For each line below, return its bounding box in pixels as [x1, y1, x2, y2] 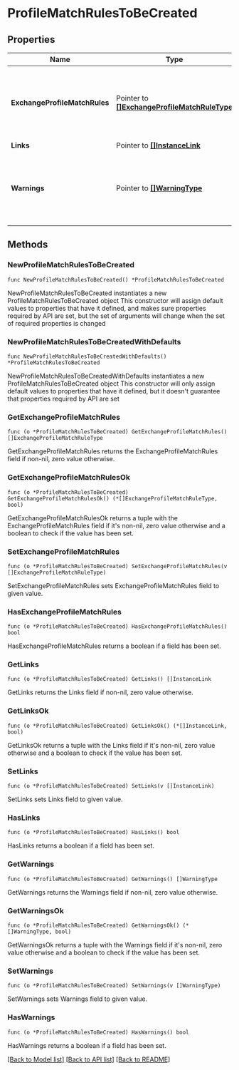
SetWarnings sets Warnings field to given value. [7, 994, 148, 1003]
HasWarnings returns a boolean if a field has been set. [7, 1041, 167, 1049]
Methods [7, 239, 48, 251]
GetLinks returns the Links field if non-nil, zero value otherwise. [7, 688, 193, 696]
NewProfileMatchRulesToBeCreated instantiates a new [7, 289, 167, 297]
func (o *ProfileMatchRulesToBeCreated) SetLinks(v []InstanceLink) [7, 783, 215, 790]
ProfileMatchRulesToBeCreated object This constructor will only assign [7, 379, 216, 388]
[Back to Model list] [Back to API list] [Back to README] [7, 1055, 171, 1064]
